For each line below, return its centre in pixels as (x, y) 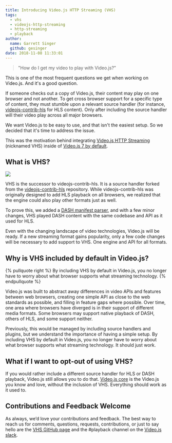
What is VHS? (28, 162)
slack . (12, 435)
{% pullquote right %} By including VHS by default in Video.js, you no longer (86, 271)
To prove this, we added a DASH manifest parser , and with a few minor (80, 210)
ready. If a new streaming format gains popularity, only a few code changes (85, 236)
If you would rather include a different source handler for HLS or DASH (80, 374)
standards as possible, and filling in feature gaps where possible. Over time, (85, 302)
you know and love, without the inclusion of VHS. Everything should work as (86, 384)
